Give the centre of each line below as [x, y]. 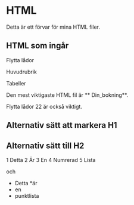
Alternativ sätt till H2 [45, 146]
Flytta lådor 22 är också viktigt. [44, 106]
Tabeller [16, 83]
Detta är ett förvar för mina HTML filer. [53, 27]
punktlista [27, 195]
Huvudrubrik [22, 72]
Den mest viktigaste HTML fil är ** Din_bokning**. [67, 95]
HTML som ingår [38, 46]
